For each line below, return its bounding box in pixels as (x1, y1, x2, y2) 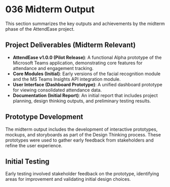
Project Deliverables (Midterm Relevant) (5, 41, 136, 50)
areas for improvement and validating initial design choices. (5, 176, 131, 182)
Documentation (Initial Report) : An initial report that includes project (12, 92, 158, 98)
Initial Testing (5, 157, 50, 166)
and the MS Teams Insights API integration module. (12, 76, 121, 82)
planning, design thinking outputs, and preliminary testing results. (12, 98, 151, 104)
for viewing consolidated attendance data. (12, 87, 102, 93)
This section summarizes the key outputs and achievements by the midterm (5, 20, 165, 27)
